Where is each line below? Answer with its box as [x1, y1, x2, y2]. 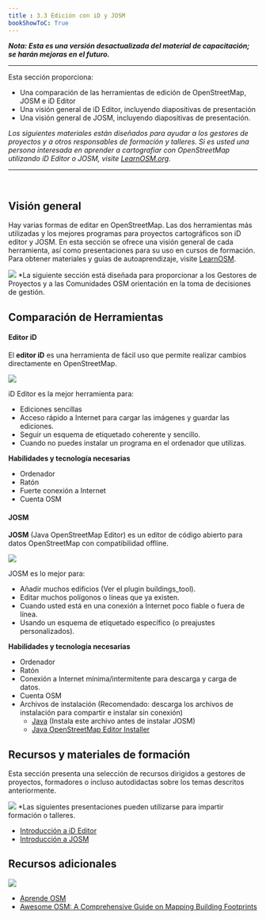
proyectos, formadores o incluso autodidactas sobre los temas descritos [8, 777, 245, 786]
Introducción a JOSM [19, 834, 89, 844]
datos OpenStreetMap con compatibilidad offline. [8, 539, 169, 548]
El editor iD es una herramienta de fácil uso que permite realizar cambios [8, 350, 247, 360]
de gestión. [8, 288, 45, 297]
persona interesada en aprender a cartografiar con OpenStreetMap [8, 145, 230, 155]
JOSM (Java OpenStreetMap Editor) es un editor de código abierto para [8, 530, 243, 540]
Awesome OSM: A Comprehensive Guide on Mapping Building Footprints [19, 902, 257, 911]
